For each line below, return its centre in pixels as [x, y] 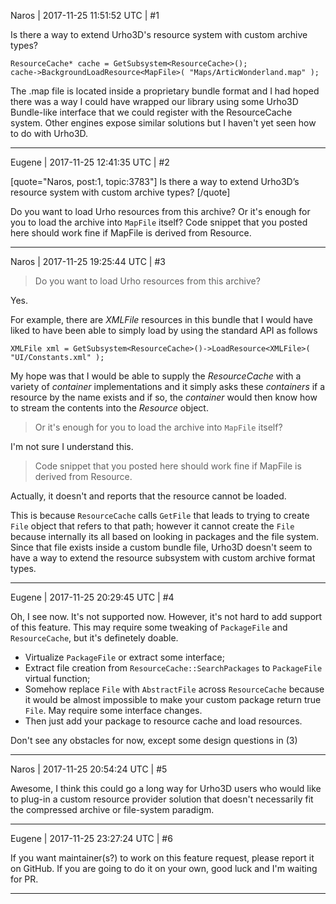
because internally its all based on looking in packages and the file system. [165, 536]
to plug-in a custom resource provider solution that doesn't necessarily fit [162, 799]
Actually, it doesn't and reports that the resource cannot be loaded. [148, 496]
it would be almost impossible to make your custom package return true [173, 699]
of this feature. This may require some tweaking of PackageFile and [149, 627]
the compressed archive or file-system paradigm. [112, 809]
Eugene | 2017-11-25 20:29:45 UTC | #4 [92, 597]
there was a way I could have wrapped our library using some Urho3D [154, 101]
